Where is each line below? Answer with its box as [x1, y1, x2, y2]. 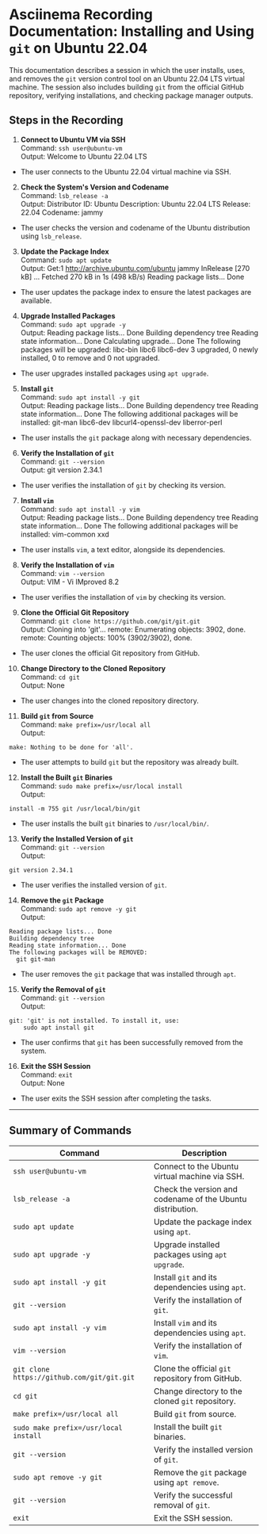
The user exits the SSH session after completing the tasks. [20, 1093, 212, 1103]
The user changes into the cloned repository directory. [20, 696, 199, 705]
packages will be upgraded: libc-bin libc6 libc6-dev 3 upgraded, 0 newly [20, 345, 258, 354]
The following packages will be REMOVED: [9, 948, 148, 956]
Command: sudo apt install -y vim [20, 504, 141, 513]
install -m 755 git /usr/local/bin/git [9, 804, 141, 813]
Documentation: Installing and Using [9, 22, 255, 40]
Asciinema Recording [9, 6, 153, 24]
